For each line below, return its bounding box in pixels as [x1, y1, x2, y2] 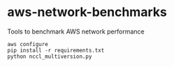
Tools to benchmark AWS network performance [7, 27, 145, 36]
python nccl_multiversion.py [7, 53, 92, 60]
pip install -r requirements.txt [7, 47, 105, 54]
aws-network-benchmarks [7, 4, 168, 20]
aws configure [7, 40, 49, 47]
